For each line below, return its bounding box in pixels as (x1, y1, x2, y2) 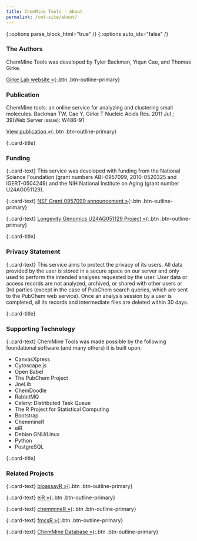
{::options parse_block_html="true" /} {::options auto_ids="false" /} (6, 30, 169, 37)
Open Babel (14, 368, 44, 375)
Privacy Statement (6, 248, 61, 256)
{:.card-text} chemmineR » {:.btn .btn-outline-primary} (6, 506, 136, 513)
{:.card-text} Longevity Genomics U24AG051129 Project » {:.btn (6, 215, 159, 223)
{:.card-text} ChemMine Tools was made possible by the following (6, 338, 166, 345)
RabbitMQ (14, 393, 39, 400)
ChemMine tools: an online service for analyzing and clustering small (6, 104, 173, 111)
